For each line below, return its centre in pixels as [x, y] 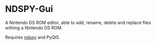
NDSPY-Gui [29, 9]
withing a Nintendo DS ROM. [34, 27]
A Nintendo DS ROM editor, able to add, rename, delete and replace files [78, 22]
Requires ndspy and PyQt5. [33, 37]
